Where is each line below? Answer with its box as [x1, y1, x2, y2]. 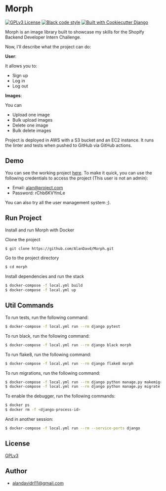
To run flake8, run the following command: [5, 352, 91, 357]
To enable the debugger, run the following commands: [5, 393, 116, 399]
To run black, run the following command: [5, 333, 90, 339]
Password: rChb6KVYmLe [12, 190, 65, 196]
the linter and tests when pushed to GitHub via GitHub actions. [5, 142, 132, 148]
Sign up [12, 72, 28, 78]
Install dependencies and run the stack [5, 273, 84, 279]
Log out [12, 83, 28, 89]
